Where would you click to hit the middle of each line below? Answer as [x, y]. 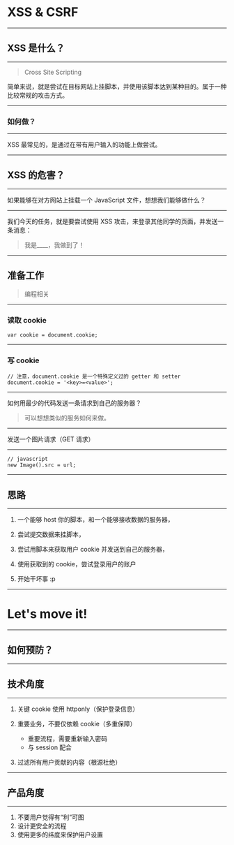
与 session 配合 [49, 747]
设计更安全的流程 [42, 826]
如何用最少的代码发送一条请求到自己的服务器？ [74, 403]
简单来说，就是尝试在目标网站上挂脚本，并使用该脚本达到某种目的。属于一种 [117, 86]
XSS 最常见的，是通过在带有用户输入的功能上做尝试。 [84, 145]
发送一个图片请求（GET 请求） [51, 439]
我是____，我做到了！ [54, 244]
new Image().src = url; [42, 465]
